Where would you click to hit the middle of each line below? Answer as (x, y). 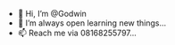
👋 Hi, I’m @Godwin (52, 14)
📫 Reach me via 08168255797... (77, 33)
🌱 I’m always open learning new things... (92, 23)
